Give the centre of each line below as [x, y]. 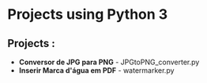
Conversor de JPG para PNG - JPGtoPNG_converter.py [109, 62]
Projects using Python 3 [88, 14]
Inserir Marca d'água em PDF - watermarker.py [96, 70]
